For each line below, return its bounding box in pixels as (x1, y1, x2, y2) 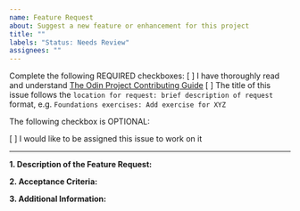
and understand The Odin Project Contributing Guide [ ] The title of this (9, 80, 271, 91)
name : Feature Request (9, 12, 94, 22)
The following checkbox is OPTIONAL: (9, 117, 150, 127)
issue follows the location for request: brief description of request (9, 90, 274, 101)
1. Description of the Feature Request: (9, 159, 153, 170)
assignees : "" (9, 46, 62, 55)
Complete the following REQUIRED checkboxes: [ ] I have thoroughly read (9, 70, 279, 81)
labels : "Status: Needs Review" (9, 37, 129, 47)
